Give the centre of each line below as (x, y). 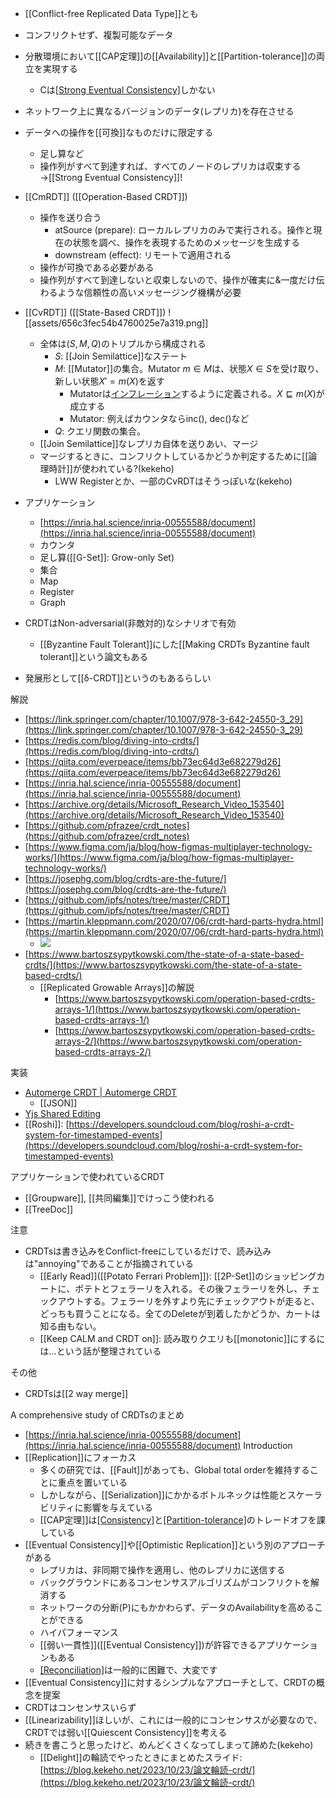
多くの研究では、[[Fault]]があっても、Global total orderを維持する (174, 1470)
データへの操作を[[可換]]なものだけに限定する (119, 132)
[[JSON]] (58, 1103)
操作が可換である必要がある (97, 267)
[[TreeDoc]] (49, 1209)
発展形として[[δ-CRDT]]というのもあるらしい (118, 678)
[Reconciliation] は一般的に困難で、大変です (128, 1670)
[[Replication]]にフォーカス (80, 1457)
